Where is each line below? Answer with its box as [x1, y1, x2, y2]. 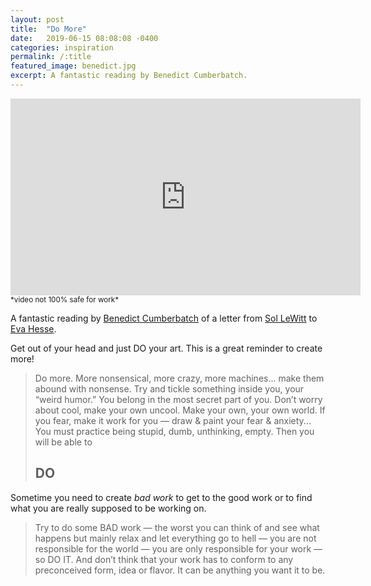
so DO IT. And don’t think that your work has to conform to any [34, 553, 294, 565]
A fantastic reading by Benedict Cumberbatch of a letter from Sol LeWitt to [10, 312, 318, 324]
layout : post [10, 14, 65, 25]
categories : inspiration [10, 42, 114, 53]
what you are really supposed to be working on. [10, 502, 207, 514]
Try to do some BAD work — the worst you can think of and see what [34, 521, 320, 533]
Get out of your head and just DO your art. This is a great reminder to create [10, 342, 323, 354]
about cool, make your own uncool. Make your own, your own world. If [34, 404, 326, 416]
